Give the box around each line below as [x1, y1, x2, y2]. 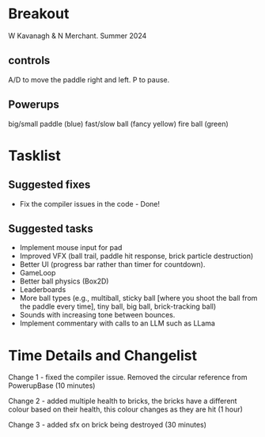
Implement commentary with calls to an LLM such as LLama [19, 318, 216, 329]
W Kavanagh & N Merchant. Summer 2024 [8, 31, 147, 40]
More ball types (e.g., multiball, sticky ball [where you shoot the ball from [19, 294, 258, 303]
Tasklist [8, 146, 61, 165]
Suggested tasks [8, 222, 93, 235]
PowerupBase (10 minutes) [8, 381, 96, 390]
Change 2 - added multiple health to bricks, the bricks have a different [8, 397, 237, 406]
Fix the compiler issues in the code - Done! [19, 199, 161, 208]
